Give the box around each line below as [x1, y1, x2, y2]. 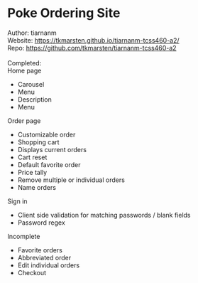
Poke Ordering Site [7, 5, 121, 21]
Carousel [17, 80, 45, 88]
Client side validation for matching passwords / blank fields [17, 210, 191, 219]
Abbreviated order [17, 253, 72, 262]
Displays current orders [17, 145, 87, 154]
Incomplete [7, 232, 40, 240]
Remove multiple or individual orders [17, 176, 126, 184]
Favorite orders [17, 245, 62, 254]
